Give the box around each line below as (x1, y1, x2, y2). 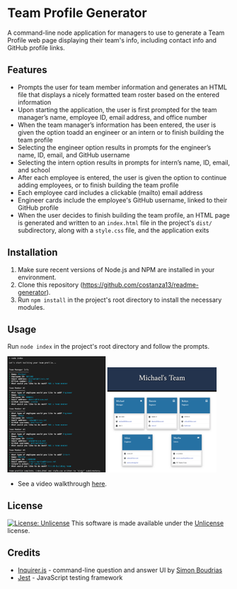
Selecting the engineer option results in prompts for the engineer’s (17, 143, 212, 152)
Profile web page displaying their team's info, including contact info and (7, 35, 217, 44)
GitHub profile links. (7, 43, 65, 52)
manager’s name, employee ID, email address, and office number (17, 113, 207, 121)
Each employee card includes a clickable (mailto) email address (17, 188, 203, 196)
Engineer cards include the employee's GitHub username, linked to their (17, 196, 228, 204)
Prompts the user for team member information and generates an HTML (17, 83, 228, 91)
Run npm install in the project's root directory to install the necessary (17, 296, 222, 304)
